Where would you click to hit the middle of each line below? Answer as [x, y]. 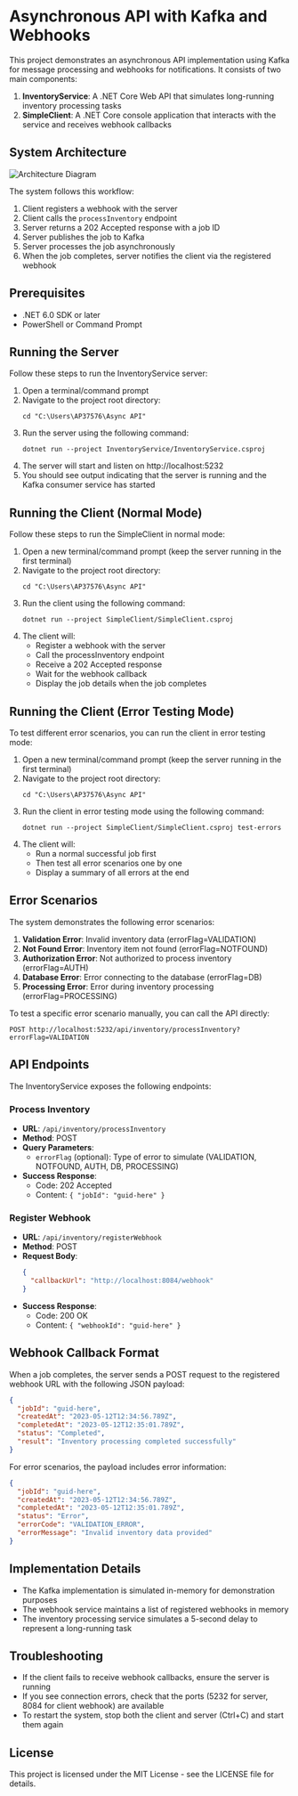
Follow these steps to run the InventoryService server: [109, 374]
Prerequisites [47, 293]
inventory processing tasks [72, 105]
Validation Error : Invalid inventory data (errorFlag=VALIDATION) [139, 939]
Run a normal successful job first [96, 853]
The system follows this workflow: [72, 191]
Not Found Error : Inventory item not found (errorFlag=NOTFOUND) [145, 948]
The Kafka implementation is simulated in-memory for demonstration [149, 1590]
